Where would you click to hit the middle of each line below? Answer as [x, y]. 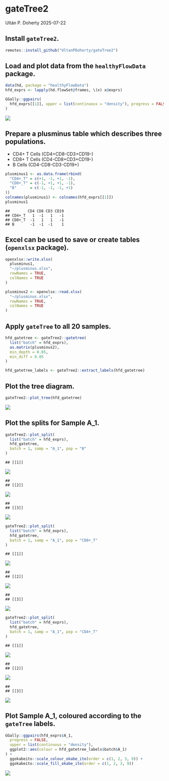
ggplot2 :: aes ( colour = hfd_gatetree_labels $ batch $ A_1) [68, 750]
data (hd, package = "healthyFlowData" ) [47, 86]
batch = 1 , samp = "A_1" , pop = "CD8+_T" [54, 540]
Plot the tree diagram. [40, 386]
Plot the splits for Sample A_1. [52, 423]
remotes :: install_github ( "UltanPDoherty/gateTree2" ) [62, 50]
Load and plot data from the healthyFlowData [75, 66]
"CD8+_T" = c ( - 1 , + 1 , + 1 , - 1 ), [43, 183]
